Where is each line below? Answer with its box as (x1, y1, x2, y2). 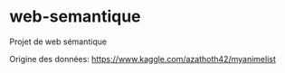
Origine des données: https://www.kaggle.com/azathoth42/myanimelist (9, 53, 276, 64)
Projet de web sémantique (9, 36, 107, 47)
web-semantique (9, 6, 142, 27)
